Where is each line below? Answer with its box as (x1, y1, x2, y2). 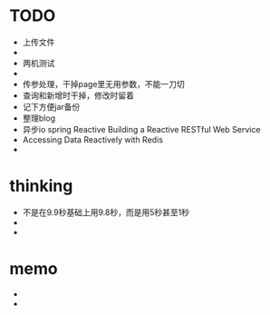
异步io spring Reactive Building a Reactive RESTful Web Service (22, 123, 261, 134)
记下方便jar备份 (22, 101, 81, 112)
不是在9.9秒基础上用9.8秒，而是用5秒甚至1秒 (22, 206, 190, 218)
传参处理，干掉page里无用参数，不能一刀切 (22, 78, 186, 89)
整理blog (22, 113, 56, 123)
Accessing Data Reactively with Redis (22, 133, 163, 145)
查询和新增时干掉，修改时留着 (22, 90, 134, 101)
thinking (9, 176, 73, 196)
